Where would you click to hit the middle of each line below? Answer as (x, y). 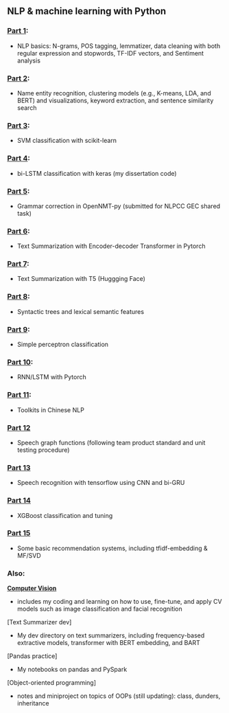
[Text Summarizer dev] (39, 622)
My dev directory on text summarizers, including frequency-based (111, 635)
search (27, 107)
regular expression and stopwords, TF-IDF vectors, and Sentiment (110, 53)
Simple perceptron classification (62, 344)
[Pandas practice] (32, 656)
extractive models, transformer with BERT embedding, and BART (108, 643)
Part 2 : (19, 78)
